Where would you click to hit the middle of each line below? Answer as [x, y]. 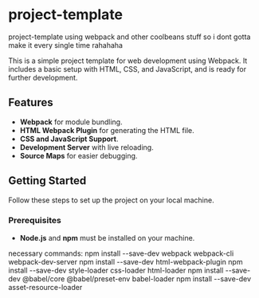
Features [31, 102]
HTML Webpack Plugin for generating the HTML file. [107, 130]
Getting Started [47, 181]
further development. [43, 77]
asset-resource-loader [45, 287]
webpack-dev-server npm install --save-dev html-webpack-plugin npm [126, 261]
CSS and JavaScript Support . [69, 139]
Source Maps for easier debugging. [78, 155]
